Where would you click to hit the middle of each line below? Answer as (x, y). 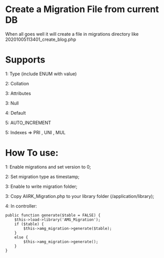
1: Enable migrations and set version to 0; (48, 167)
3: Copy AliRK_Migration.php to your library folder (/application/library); (80, 196)
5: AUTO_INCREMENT (28, 123)
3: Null (12, 103)
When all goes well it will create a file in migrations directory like (72, 34)
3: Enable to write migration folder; (41, 186)
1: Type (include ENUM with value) (41, 74)
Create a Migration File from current (82, 9)
